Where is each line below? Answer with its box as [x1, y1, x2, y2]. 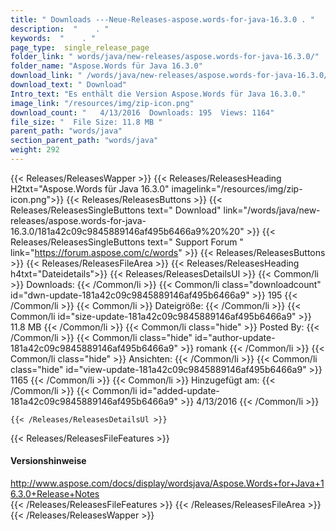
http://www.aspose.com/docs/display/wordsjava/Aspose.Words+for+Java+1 [10, 477, 325, 490]
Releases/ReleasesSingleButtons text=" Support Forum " [10, 236, 244, 248]
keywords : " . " [10, 33, 97, 43]
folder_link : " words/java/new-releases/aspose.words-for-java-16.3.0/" [10, 52, 320, 62]
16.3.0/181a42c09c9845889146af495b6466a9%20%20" [10, 225, 245, 237]
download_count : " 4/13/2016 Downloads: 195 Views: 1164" [10, 107, 275, 118]
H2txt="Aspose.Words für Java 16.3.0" [10, 182, 170, 195]
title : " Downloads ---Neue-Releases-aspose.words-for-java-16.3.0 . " [10, 14, 315, 25]
